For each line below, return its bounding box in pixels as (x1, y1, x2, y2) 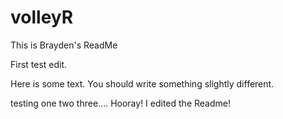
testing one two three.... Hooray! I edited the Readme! (10, 97, 231, 109)
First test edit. (10, 58, 68, 70)
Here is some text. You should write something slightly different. (10, 77, 275, 90)
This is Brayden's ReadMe (10, 39, 118, 51)
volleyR (10, 6, 74, 29)
